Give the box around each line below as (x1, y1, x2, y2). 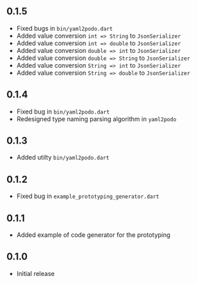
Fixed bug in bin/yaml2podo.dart (16, 107, 110, 116)
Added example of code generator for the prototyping (16, 231, 171, 239)
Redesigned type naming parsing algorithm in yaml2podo (16, 114, 177, 123)
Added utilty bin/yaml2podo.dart (16, 153, 110, 162)
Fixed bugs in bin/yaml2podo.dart (16, 24, 113, 32)
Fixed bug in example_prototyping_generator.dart (16, 192, 160, 201)
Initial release (16, 269, 55, 277)
